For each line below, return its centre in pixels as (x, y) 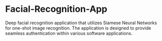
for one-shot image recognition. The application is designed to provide (78, 28)
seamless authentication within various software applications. (69, 33)
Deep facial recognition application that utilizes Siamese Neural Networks (81, 23)
